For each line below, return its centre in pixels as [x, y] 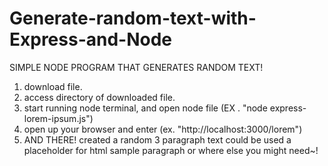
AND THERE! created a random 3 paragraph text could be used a [157, 139]
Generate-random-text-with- [133, 18]
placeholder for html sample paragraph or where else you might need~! [171, 150]
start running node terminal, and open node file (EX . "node [145, 108]
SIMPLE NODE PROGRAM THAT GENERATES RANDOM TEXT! [136, 67]
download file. [53, 86]
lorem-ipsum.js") [58, 118]
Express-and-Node [91, 39]
